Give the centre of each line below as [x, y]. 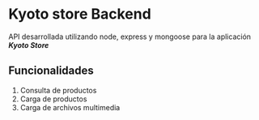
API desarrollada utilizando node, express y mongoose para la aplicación [130, 36]
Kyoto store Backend [80, 14]
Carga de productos [53, 99]
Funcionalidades [51, 71]
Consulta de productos [58, 90]
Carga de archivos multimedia [70, 107]
